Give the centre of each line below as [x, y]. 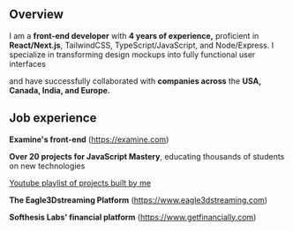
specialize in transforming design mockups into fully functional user [132, 54]
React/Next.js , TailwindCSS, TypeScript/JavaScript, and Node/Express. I [142, 45]
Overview [37, 15]
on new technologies [47, 166]
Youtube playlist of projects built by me [80, 183]
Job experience [53, 118]
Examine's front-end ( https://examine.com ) [89, 139]
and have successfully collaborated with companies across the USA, [135, 81]
